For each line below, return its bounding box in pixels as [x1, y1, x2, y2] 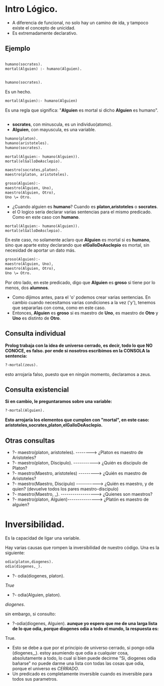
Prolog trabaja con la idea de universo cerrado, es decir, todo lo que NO [5, 343, 153, 348]
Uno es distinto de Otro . [12, 315, 61, 321]
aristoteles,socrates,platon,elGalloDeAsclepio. [5, 422, 103, 428]
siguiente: [5, 550, 25, 556]
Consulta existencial [5, 385, 70, 394]
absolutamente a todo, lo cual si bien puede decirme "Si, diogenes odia [12, 655, 156, 661]
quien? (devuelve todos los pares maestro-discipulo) [12, 486, 119, 492]
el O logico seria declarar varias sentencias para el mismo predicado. [12, 209, 152, 215]
